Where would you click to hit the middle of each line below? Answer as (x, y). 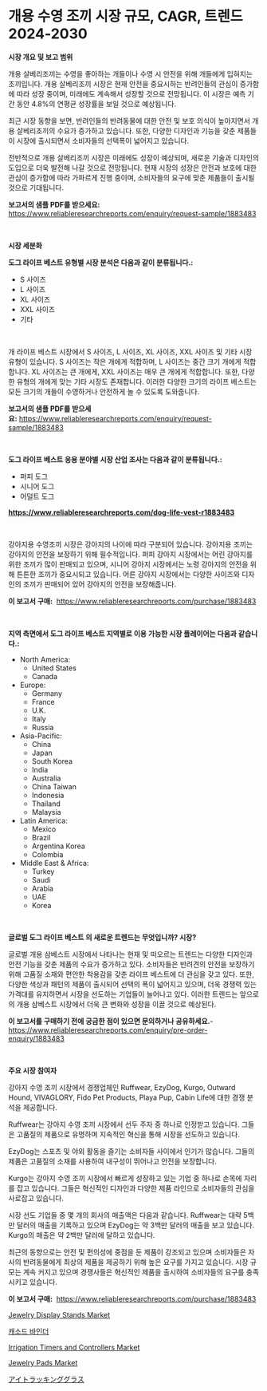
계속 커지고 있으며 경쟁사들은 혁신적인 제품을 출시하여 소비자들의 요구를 (133, 1272)
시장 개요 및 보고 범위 (41, 57)
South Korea (52, 761)
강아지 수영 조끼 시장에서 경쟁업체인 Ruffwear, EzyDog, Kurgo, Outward (122, 1087)
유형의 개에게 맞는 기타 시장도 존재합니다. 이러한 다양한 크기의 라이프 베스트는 (137, 381)
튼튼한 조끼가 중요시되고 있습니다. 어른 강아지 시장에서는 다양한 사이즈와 (128, 574)
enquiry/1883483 (37, 1038)
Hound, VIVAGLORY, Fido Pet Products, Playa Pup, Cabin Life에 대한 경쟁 (127, 1097)
